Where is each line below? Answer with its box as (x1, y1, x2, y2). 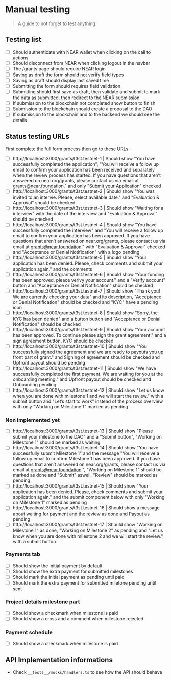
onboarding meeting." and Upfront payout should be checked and (12, 376, 152, 382)
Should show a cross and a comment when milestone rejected (12, 616, 144, 622)
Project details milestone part (5, 598, 80, 605)
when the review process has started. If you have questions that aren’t (12, 172, 161, 178)
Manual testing (5, 4, 70, 15)
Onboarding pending (12, 381, 57, 387)
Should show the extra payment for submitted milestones (12, 568, 133, 574)
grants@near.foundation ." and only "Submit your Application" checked (12, 183, 161, 189)
